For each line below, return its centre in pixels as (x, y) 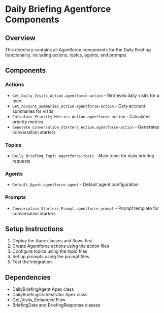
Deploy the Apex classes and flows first (52, 241)
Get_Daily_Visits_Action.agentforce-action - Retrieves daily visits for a (86, 95)
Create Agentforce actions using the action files (61, 246)
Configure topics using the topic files (50, 251)
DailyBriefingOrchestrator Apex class (50, 295)
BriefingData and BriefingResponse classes (56, 305)
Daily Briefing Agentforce (58, 9)
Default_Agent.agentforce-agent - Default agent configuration (75, 184)
